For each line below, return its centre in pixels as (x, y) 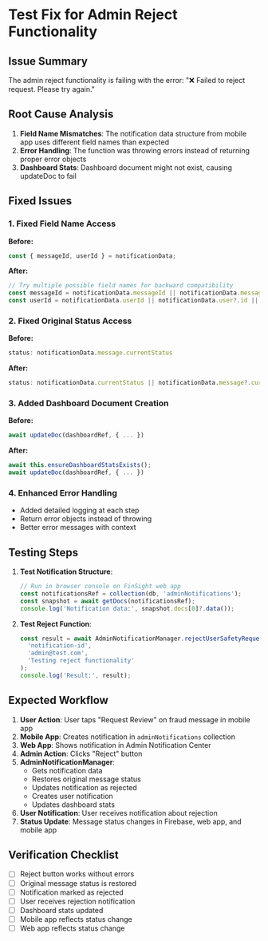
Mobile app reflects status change (76, 919)
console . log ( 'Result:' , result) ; (75, 675)
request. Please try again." (52, 89)
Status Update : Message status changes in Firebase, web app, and (130, 821)
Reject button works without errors (77, 874)
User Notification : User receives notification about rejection (118, 813)
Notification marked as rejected (71, 892)
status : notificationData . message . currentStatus (91, 353)
